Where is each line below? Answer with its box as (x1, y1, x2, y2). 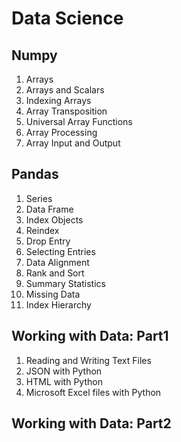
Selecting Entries (25, 245, 96, 257)
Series (25, 192, 53, 204)
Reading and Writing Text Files (25, 354, 152, 366)
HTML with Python (25, 375, 103, 387)
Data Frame (25, 203, 74, 215)
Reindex (25, 224, 60, 236)
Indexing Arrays (25, 95, 92, 106)
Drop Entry (25, 235, 71, 247)
